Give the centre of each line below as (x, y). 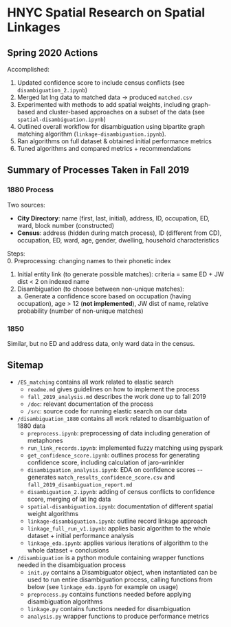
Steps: (16, 254)
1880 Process (30, 189)
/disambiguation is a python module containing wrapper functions (111, 557)
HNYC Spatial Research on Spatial (106, 13)
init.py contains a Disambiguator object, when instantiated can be (122, 572)
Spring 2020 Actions (53, 53)
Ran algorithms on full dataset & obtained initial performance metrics (114, 141)
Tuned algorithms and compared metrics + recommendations (104, 148)
